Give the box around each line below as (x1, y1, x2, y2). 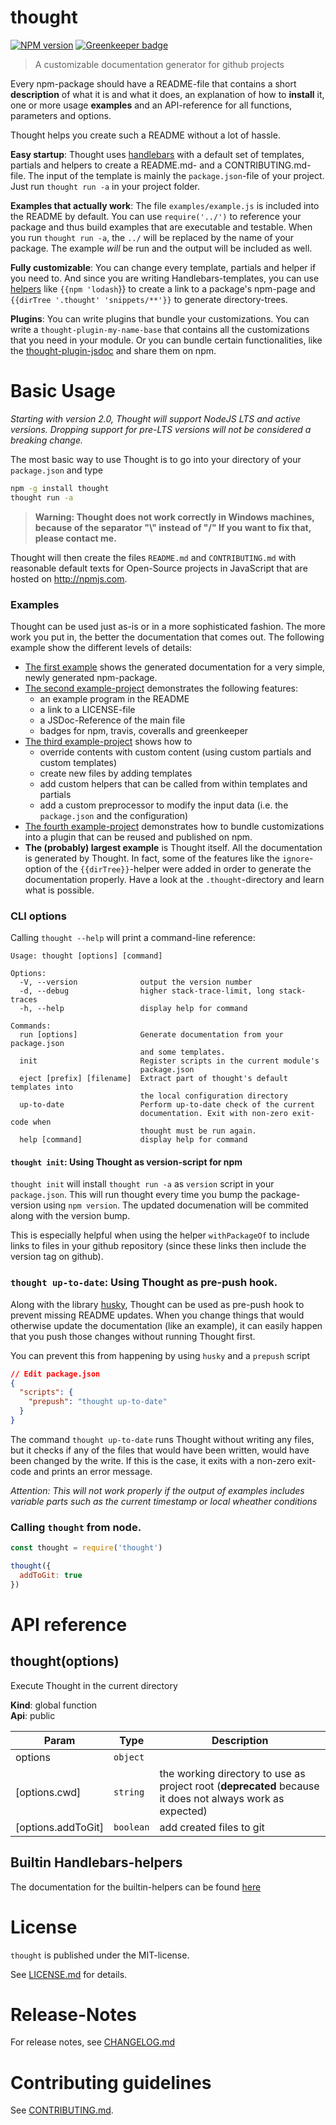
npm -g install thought (10, 483, 110, 493)
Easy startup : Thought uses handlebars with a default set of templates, (10, 148, 305, 160)
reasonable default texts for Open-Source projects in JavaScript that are (10, 562, 308, 574)
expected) (159, 1804, 208, 1818)
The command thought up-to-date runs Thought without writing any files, (10, 1433, 315, 1445)
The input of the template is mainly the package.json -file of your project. (28, 169, 325, 181)
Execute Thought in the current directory (10, 1679, 178, 1691)
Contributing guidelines (10, 2071, 212, 2094)
